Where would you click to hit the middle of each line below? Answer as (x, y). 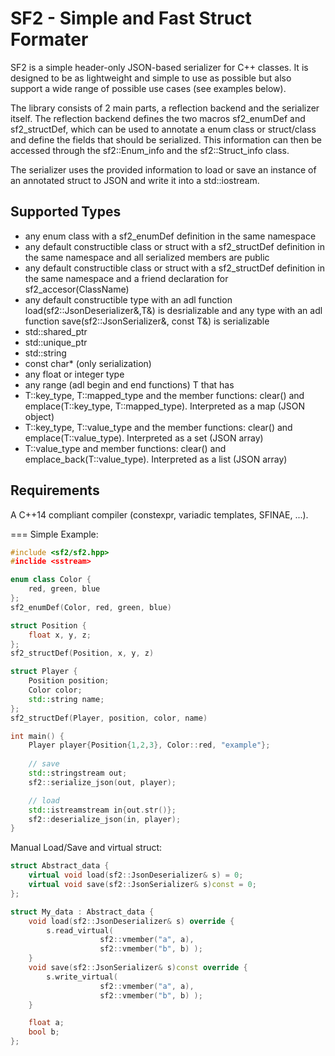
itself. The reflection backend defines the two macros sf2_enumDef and (158, 118)
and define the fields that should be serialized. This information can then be (166, 139)
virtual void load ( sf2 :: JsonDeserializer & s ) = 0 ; (136, 875)
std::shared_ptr (56, 331)
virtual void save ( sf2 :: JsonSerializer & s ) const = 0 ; (142, 885)
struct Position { (48, 625)
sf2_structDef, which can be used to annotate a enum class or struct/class (163, 129)
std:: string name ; (66, 699)
